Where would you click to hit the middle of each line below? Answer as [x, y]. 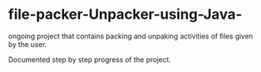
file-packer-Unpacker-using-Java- [125, 14]
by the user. [28, 44]
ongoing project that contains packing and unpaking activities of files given [130, 36]
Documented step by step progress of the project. [90, 59]
